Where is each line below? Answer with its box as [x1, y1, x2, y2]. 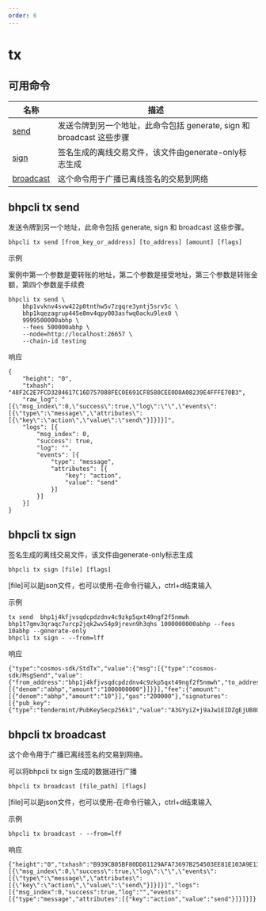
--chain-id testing [22, 337, 87, 345]
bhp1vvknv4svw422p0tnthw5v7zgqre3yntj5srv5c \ [22, 302, 179, 311]
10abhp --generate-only [8, 627, 87, 636]
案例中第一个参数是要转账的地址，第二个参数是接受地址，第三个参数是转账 [8, 270, 251, 279]
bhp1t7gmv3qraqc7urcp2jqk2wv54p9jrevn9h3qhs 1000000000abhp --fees [8, 621, 236, 628]
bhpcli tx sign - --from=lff [8, 634, 104, 642]
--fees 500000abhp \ [22, 324, 90, 332]
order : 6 [8, 11, 37, 20]
